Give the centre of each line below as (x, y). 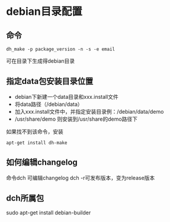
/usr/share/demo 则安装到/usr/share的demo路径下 (76, 119)
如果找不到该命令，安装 (35, 131)
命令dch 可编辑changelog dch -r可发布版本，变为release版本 (81, 178)
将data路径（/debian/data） (49, 104)
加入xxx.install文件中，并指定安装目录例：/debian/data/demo (89, 111)
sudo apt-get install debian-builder (49, 213)
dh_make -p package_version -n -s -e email (61, 49)
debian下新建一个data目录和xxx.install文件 (66, 96)
